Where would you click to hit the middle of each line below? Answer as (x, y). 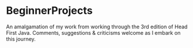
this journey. (21, 39)
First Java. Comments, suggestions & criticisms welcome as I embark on (94, 32)
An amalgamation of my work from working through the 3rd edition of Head (97, 27)
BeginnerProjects (49, 11)
